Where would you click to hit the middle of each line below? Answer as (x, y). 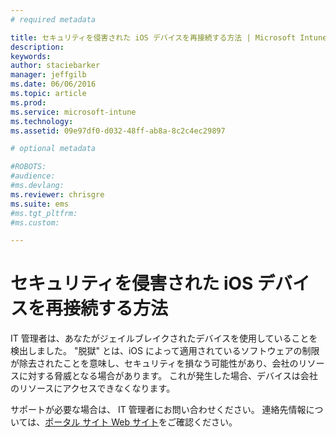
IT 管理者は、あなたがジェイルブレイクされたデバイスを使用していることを (164, 338)
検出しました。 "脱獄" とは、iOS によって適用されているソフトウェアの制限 (165, 351)
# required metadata (53, 19)
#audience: (33, 176)
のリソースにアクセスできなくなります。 (93, 388)
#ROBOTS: (28, 167)
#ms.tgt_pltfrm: (44, 213)
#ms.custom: (35, 222)
